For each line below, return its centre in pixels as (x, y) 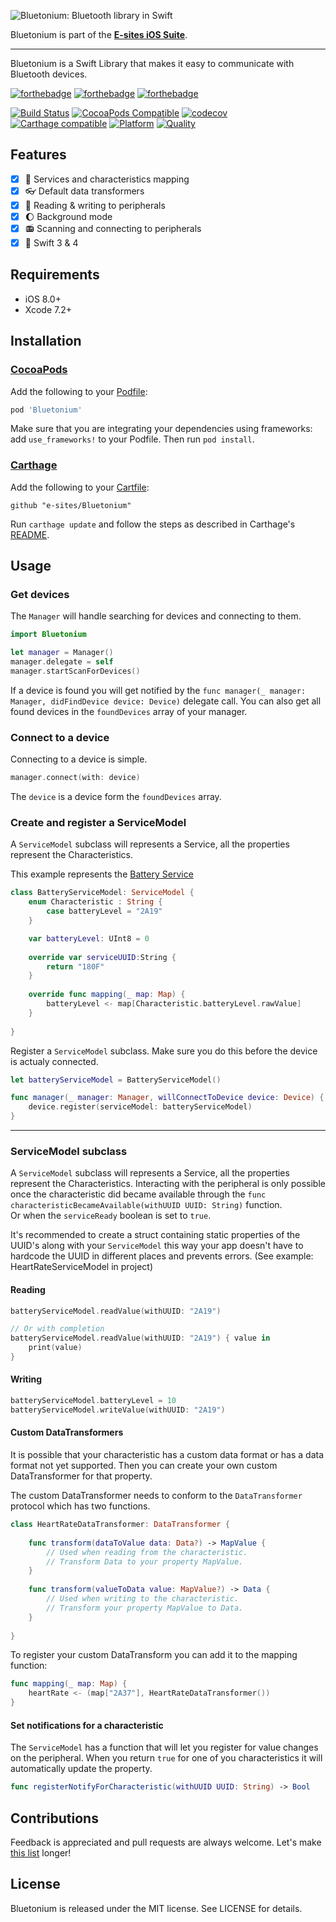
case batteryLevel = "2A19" (104, 911)
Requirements (55, 275)
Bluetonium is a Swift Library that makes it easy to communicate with (152, 63)
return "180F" (75, 966)
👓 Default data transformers (84, 191)
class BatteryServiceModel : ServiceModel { (102, 893)
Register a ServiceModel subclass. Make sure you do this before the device (164, 1051)
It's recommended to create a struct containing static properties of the (155, 1235)
